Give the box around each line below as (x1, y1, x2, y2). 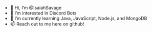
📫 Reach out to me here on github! (10, 21, 84, 27)
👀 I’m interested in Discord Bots (10, 10, 77, 16)
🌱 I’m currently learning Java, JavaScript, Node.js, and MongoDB (10, 15, 147, 21)
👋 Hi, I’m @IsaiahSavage (10, 5, 62, 10)
